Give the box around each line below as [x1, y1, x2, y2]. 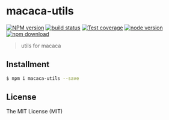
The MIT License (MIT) [6, 108, 63, 115]
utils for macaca [20, 42, 61, 49]
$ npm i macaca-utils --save [6, 75, 79, 82]
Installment [6, 59, 50, 70]
